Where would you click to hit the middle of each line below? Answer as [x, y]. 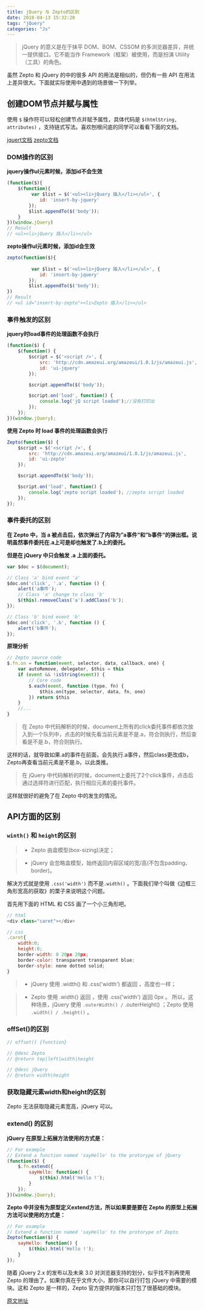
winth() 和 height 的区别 [42, 835]
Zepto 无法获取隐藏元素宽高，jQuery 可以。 [61, 1106]
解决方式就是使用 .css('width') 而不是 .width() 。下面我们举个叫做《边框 [99, 883]
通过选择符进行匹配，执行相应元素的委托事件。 [80, 783]
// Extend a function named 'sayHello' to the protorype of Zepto [93, 1232]
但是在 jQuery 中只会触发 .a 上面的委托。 [58, 555]
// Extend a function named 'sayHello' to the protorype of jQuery [94, 1155]
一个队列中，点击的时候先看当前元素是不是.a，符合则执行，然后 [112, 734]
